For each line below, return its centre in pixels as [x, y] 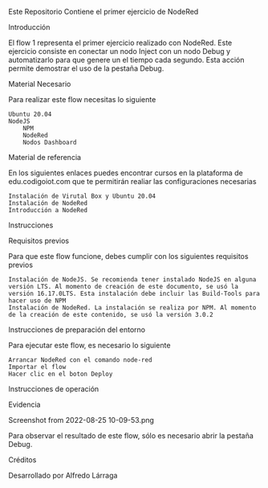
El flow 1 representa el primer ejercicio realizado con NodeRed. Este [120, 43]
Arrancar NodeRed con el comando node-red [80, 360]
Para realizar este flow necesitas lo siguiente [82, 99]
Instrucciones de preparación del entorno [77, 330]
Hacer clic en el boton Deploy [61, 374]
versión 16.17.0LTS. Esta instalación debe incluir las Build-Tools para [134, 293]
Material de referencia [45, 157]
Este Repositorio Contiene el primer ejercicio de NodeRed [104, 12]
